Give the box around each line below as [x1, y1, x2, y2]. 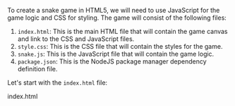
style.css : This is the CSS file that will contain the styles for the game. [17, 42, 223, 50]
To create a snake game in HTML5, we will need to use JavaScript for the [7, 6, 220, 14]
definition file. [17, 65, 58, 73]
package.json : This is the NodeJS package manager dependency [17, 57, 207, 66]
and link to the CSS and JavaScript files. [17, 35, 135, 43]
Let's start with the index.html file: [7, 78, 108, 87]
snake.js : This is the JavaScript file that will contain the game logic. [17, 49, 215, 58]
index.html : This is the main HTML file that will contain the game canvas [17, 28, 228, 35]
